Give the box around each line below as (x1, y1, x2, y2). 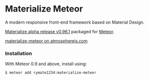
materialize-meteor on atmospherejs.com (5, 38, 88, 44)
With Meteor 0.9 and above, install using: (5, 61, 87, 67)
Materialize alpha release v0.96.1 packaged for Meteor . (5, 28, 115, 34)
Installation (5, 50, 33, 56)
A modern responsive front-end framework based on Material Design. (5, 19, 145, 25)
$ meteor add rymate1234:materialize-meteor (5, 70, 97, 75)
